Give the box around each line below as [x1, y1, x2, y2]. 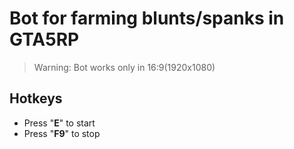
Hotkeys [9, 90, 63, 107]
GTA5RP [9, 28, 80, 51]
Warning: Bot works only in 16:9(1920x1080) [33, 61, 216, 73]
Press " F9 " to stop [23, 127, 101, 139]
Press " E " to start [23, 117, 96, 129]
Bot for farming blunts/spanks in [9, 7, 285, 30]
